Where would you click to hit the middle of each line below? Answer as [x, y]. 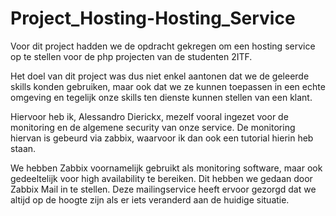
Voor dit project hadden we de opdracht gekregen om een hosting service [163, 46]
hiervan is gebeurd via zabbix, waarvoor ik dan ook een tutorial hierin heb [162, 138]
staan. [23, 148]
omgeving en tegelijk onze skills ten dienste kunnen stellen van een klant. [161, 97]
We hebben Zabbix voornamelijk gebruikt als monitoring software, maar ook [166, 168]
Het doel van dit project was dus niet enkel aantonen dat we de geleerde [160, 76]
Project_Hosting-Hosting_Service [153, 18]
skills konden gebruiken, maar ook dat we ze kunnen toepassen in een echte [168, 86]
